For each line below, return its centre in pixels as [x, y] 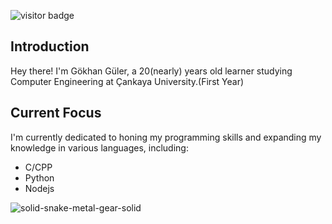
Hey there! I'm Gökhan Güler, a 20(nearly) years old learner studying [151, 71]
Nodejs [39, 188]
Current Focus [56, 113]
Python [39, 177]
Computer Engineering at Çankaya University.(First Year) [127, 81]
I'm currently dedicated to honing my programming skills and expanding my [166, 137]
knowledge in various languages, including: [99, 147]
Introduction [50, 46]
